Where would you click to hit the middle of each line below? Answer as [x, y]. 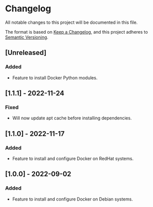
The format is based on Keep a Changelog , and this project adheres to [76, 32]
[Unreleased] [26, 53]
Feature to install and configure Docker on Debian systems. [73, 199]
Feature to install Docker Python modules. [55, 78]
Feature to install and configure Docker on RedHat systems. [73, 158]
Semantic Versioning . [27, 37]
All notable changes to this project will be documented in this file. [72, 22]
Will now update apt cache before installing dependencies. [72, 118]
